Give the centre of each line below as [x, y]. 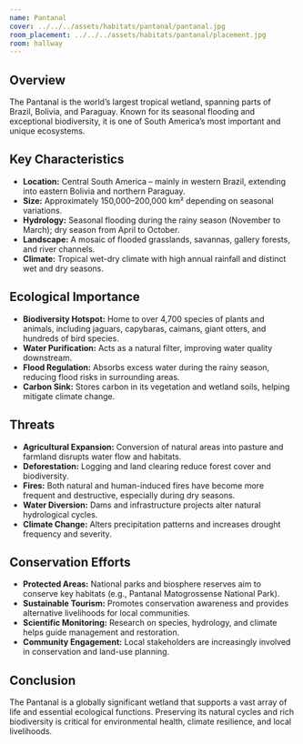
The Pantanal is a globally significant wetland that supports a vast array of [148, 702]
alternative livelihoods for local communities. [106, 613]
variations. [42, 210]
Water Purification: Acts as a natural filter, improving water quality [147, 347]
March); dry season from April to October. [101, 229]
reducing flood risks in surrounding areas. [101, 377]
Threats [32, 425]
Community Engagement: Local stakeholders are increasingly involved [157, 642]
